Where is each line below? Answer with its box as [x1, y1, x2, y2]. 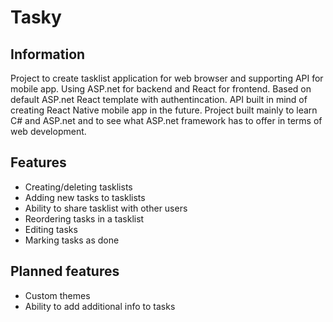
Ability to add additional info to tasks [24, 300, 176, 312]
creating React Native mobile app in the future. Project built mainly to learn [10, 104, 318, 116]
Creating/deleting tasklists [24, 181, 133, 193]
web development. [10, 126, 87, 137]
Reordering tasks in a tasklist [24, 212, 145, 225]
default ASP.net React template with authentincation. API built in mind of [10, 94, 308, 105]
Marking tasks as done [24, 234, 120, 246]
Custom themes [24, 289, 91, 301]
